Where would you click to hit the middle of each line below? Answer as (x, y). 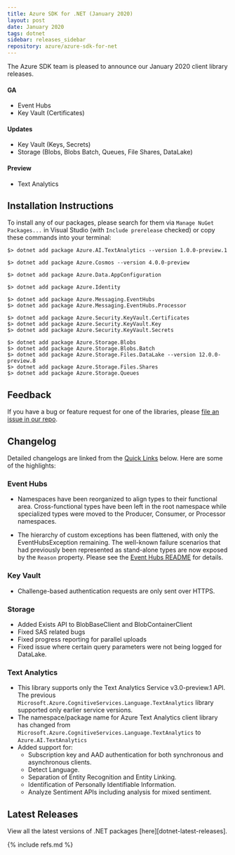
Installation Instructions (61, 206)
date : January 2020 (36, 27)
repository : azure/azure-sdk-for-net (62, 46)
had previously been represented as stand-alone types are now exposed (122, 550)
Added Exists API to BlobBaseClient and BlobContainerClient (105, 624)
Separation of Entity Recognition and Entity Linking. (102, 777)
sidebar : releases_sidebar (47, 40)
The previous (36, 695)
